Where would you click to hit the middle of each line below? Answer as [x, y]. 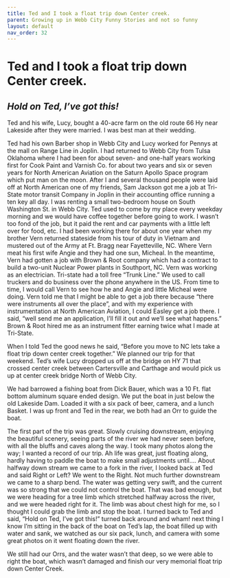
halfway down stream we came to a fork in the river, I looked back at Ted [110, 468]
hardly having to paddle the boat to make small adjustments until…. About [111, 461]
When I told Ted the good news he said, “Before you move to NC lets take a [114, 347]
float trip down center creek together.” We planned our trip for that [101, 354]
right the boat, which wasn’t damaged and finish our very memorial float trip [115, 562]
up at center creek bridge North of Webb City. [72, 375]
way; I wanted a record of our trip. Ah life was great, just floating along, [108, 453]
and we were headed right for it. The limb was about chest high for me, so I [113, 505]
